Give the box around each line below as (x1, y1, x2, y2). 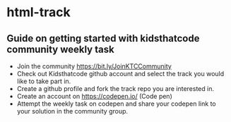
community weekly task (6, 43, 114, 55)
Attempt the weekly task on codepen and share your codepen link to (16, 99, 216, 108)
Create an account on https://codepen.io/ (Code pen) (16, 92, 172, 100)
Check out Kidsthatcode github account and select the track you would (16, 70, 225, 78)
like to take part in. (16, 77, 71, 85)
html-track (6, 4, 71, 20)
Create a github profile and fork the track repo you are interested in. (16, 85, 215, 92)
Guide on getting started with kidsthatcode (6, 32, 200, 44)
